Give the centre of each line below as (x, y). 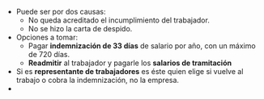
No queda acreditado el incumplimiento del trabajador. (119, 20)
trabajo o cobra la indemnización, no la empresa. (98, 80)
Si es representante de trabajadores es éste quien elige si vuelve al (130, 71)
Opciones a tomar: (47, 37)
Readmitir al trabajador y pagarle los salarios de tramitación (130, 63)
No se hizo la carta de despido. (80, 29)
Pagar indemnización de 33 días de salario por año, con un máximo (142, 46)
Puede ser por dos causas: (61, 12)
